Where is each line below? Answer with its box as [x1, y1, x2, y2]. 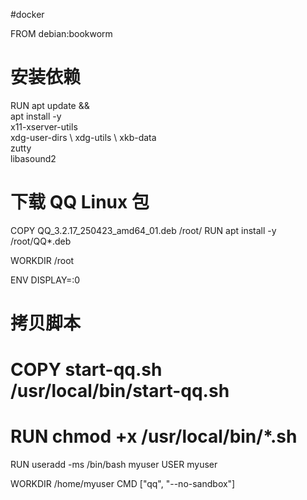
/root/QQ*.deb [10, 235, 72, 247]
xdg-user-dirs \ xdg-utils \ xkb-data [10, 131, 157, 143]
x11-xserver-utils [10, 120, 78, 133]
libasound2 [10, 152, 57, 164]
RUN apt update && [10, 99, 90, 111]
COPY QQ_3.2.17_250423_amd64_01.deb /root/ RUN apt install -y [10, 224, 277, 236]
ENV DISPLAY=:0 [10, 274, 81, 286]
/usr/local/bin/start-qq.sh [10, 380, 230, 403]
